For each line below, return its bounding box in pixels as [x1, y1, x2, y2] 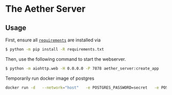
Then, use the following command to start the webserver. [5, 56, 126, 62]
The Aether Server [5, 3, 86, 15]
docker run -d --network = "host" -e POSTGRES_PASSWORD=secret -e [5, 85, 159, 90]
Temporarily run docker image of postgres [5, 75, 95, 81]
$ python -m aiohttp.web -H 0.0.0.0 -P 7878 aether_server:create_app [5, 66, 159, 71]
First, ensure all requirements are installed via [5, 37, 101, 43]
